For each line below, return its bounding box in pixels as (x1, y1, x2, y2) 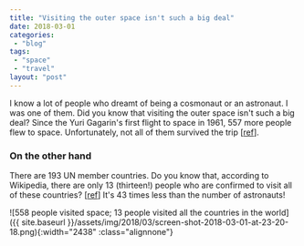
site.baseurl (21, 217, 66, 228)
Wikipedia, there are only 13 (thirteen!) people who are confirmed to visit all (9, 179, 293, 191)
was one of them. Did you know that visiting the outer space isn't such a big (9, 107, 295, 118)
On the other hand (9, 149, 92, 162)
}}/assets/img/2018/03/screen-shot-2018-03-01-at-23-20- (67, 217, 289, 228)
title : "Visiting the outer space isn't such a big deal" (9, 13, 235, 23)
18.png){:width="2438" (9, 227, 98, 238)
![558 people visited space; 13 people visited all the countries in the (9, 207, 263, 219)
